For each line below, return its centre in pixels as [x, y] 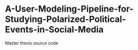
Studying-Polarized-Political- [66, 19]
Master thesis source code [32, 43]
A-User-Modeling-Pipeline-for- [69, 9]
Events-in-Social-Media [54, 30]
